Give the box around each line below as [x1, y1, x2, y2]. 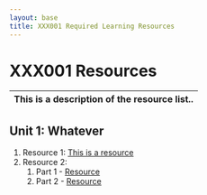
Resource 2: [22, 157, 67, 168]
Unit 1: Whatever [9, 123, 104, 138]
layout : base [9, 13, 58, 23]
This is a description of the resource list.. [13, 93, 193, 106]
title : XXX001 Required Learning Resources [9, 22, 175, 31]
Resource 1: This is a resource [22, 147, 134, 158]
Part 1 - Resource [35, 166, 101, 177]
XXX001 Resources [9, 60, 157, 81]
